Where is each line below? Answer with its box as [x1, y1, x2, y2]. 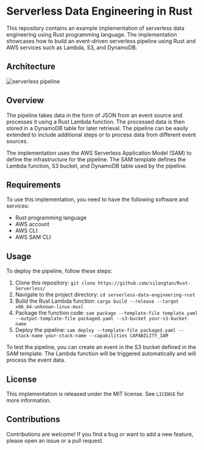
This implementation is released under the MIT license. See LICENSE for [6, 390, 185, 397]
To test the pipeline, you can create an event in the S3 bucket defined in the [6, 343, 197, 351]
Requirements [6, 180, 61, 190]
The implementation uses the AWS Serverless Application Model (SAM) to [6, 149, 192, 156]
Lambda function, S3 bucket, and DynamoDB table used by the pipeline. [6, 162, 188, 169]
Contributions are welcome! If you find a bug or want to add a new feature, [6, 431, 194, 438]
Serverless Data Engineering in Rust [6, 4, 193, 18]
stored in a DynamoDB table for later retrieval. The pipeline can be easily [6, 124, 189, 132]
